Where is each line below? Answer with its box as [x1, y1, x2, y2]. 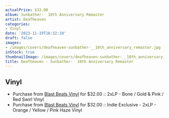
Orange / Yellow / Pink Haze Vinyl [12, 107, 82, 113]
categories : [5, 21, 30, 27]
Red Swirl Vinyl [12, 96, 44, 102]
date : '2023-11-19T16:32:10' [5, 31, 66, 36]
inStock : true [5, 49, 35, 54]
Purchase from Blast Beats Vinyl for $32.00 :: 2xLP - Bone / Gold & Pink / [12, 91, 164, 97]
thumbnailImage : [5, 54, 39, 60]
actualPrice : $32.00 [5, 7, 49, 13]
